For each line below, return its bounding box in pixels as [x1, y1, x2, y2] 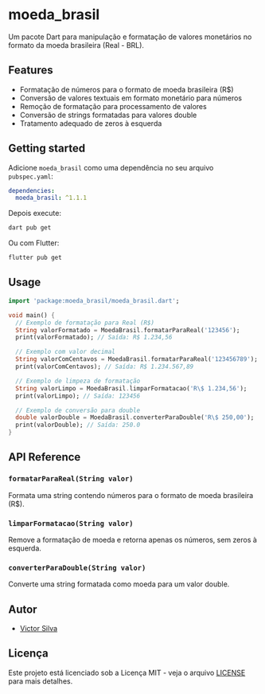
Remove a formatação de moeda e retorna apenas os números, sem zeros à [8, 535, 257, 544]
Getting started [8, 142, 86, 155]
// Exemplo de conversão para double [15, 406, 141, 414]
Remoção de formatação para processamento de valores [19, 101, 207, 111]
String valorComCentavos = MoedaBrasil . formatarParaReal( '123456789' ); [15, 355, 259, 363]
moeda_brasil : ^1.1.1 [15, 194, 88, 202]
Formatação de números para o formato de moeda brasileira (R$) [19, 84, 234, 94]
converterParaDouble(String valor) [8, 563, 146, 572]
